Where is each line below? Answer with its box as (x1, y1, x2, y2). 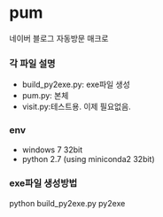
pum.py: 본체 (21, 90, 69, 101)
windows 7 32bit (21, 144, 83, 155)
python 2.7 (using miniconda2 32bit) (21, 153, 155, 164)
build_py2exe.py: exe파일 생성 (21, 79, 130, 90)
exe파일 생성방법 (9, 177, 78, 190)
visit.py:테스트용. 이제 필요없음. (21, 101, 131, 112)
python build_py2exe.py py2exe (9, 198, 126, 208)
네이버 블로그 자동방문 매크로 (9, 33, 109, 43)
